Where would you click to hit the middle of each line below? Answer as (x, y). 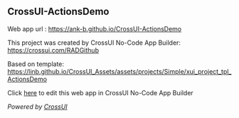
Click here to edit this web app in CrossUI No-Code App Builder (100, 92)
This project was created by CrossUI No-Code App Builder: (94, 43)
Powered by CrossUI (37, 107)
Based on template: (36, 64)
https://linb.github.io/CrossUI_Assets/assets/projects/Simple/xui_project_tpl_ (119, 71)
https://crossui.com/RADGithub (53, 50)
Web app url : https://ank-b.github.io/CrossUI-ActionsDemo (95, 28)
